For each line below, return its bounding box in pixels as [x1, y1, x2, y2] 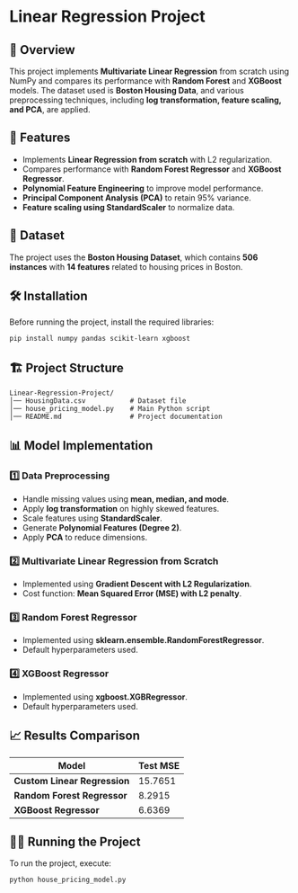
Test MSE [137, 759, 180, 772]
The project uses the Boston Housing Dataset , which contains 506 [9, 252, 259, 263]
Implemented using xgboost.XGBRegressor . [22, 691, 188, 702]
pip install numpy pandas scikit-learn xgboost [9, 335, 191, 344]
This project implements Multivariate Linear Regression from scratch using [9, 66, 290, 76]
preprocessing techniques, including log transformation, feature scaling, [9, 94, 282, 105]
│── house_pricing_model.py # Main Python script [9, 405, 211, 414]
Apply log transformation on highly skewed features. [22, 503, 220, 513]
